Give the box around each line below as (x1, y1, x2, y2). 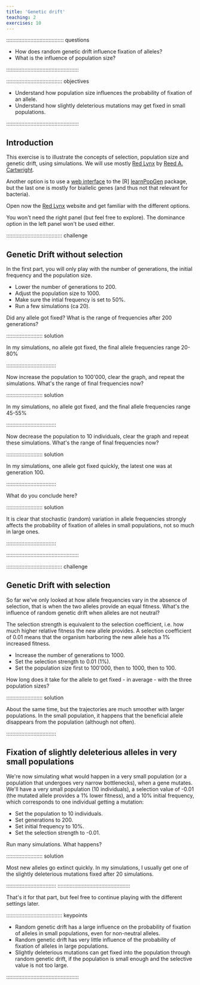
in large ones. (6, 528, 40, 535)
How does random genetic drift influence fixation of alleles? (14, 48, 163, 55)
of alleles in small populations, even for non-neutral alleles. (14, 929, 160, 937)
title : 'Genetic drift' (6, 8, 66, 15)
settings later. (6, 900, 40, 907)
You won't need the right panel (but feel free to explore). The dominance (6, 214, 185, 221)
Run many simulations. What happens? (6, 840, 102, 847)
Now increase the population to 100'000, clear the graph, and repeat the (6, 374, 184, 380)
